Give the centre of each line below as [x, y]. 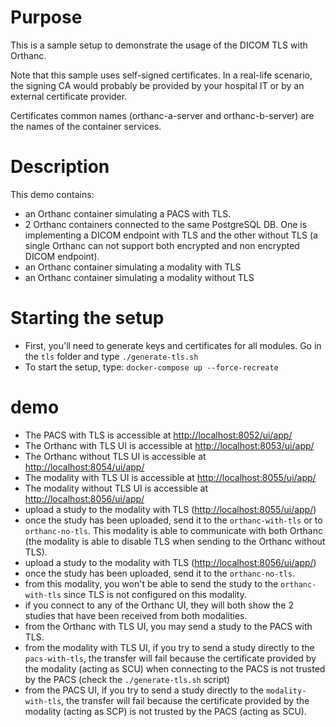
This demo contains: [52, 194]
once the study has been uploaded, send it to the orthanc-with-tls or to [173, 520]
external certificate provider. [69, 96]
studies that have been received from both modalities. [136, 615]
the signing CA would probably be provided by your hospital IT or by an [157, 85]
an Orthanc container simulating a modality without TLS [139, 277]
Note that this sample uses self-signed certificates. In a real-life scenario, [161, 75]
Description [60, 167]
